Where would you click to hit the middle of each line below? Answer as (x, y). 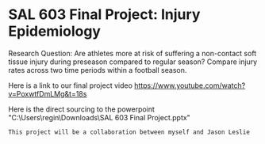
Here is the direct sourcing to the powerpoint (81, 109)
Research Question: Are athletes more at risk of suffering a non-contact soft (132, 53)
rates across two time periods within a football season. (98, 70)
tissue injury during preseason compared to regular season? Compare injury (133, 62)
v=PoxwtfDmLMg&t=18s (48, 93)
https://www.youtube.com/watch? (190, 85)
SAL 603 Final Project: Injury (104, 15)
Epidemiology (55, 31)
